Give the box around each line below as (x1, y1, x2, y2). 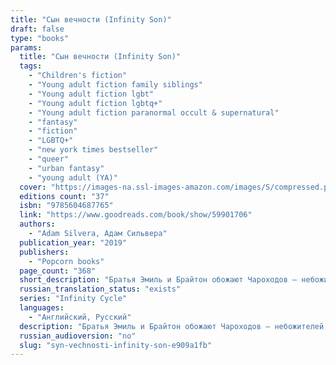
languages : (19, 303, 65, 313)
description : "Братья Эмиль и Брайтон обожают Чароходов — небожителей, (19, 321, 329, 331)
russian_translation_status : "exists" (19, 284, 182, 295)
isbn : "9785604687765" (19, 201, 114, 211)
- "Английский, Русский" (28, 312, 132, 322)
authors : (19, 219, 56, 230)
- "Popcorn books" (28, 256, 105, 266)
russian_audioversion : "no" (19, 331, 137, 341)
